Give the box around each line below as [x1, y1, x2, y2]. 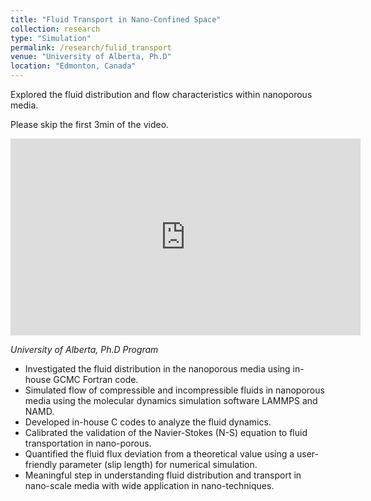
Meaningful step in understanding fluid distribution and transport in [24, 469, 302, 481]
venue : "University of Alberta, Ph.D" [10, 52, 172, 62]
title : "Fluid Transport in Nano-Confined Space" [10, 14, 222, 25]
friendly [24, 459, 58, 470]
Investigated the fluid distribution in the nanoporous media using [24, 363, 291, 375]
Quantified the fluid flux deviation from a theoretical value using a [24, 448, 295, 460]
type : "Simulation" [10, 33, 92, 43]
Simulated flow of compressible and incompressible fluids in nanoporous [24, 384, 325, 396]
